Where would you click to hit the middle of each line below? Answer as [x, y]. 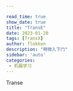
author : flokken [26, 44]
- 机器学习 [20, 66]
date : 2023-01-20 [27, 33]
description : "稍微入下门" [37, 50]
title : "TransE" [26, 28]
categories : [21, 60]
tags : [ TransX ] [25, 39]
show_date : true [26, 22]
